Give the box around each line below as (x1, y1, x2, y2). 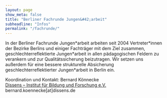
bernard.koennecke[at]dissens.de (5, 87, 76, 93)
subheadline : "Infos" (5, 21, 51, 27)
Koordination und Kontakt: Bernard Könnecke (5, 77, 99, 83)
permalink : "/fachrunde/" (5, 26, 60, 31)
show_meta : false (5, 12, 42, 17)
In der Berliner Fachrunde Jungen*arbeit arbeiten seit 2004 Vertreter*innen (5, 40, 162, 46)
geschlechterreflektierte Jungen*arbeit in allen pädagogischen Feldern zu (5, 51, 159, 57)
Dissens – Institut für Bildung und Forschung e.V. (5, 82, 106, 88)
